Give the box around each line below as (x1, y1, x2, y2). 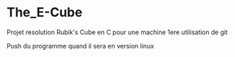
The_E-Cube (6, 4, 83, 21)
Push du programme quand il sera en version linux (6, 41, 155, 50)
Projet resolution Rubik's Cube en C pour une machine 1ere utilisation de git (6, 28, 229, 36)
